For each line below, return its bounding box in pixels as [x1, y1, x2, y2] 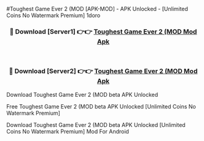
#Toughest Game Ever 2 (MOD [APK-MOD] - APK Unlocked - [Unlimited [6, 6, 189, 12]
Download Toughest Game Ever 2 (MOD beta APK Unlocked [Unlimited [6, 121, 186, 128]
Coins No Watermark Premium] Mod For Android [6, 128, 129, 135]
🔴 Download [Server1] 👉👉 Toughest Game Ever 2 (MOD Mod [9, 27, 197, 36]
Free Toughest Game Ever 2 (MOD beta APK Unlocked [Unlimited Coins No [6, 102, 197, 110]
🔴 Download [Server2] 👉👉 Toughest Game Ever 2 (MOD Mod [9, 67, 198, 75]
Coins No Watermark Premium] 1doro [6, 12, 101, 19]
